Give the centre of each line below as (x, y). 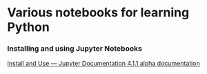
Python (28, 27)
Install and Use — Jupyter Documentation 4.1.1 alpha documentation (103, 64)
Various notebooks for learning (98, 13)
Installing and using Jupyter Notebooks (75, 49)
